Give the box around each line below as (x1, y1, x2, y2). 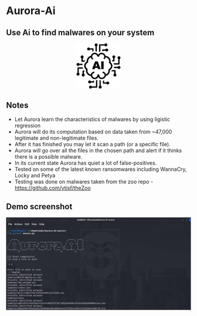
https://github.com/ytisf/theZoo (14, 184, 91, 191)
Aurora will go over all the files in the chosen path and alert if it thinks (14, 147, 182, 154)
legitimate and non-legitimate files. (14, 135, 98, 142)
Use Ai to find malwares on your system (6, 28, 155, 38)
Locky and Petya (14, 172, 56, 179)
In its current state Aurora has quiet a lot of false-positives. (14, 160, 157, 167)
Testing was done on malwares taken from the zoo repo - (14, 178, 154, 186)
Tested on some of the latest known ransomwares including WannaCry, (14, 166, 187, 173)
